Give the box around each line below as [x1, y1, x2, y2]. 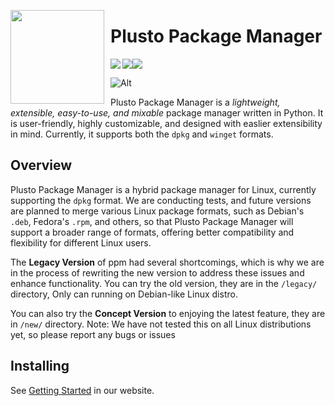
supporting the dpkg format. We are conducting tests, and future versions [10, 194, 312, 206]
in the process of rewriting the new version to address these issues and [10, 266, 305, 279]
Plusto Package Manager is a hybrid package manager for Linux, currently [10, 183, 317, 195]
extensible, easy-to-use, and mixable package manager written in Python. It [10, 106, 324, 119]
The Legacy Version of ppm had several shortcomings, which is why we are [10, 256, 325, 268]
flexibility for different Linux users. [10, 236, 152, 249]
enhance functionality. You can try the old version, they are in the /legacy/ [10, 277, 318, 289]
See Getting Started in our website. [10, 384, 155, 396]
